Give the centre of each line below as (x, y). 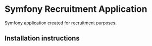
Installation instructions (42, 38)
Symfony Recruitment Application (76, 9)
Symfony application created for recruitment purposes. (61, 23)
